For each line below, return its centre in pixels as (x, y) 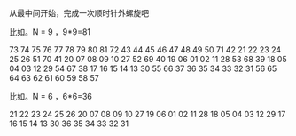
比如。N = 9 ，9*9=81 (50, 32)
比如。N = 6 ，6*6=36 (51, 96)
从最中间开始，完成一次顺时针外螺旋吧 (79, 13)
